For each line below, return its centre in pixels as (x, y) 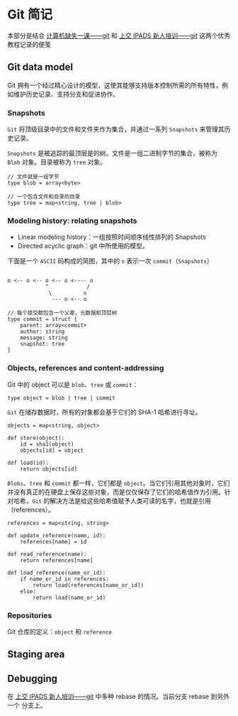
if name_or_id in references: (65, 579)
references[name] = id (53, 541)
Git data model (40, 67)
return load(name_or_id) (69, 597)
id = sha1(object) (47, 444)
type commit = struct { (42, 319)
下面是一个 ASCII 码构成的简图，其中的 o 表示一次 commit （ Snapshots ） (110, 261)
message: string (44, 338)
